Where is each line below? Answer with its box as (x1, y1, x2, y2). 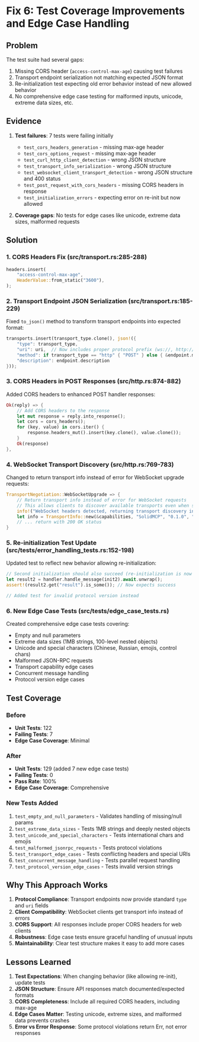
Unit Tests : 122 (14, 724, 52, 731)
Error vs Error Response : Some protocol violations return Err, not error (14, 1023, 188, 1030)
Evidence (6, 116, 41, 126)
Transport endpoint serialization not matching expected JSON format (14, 74, 184, 81)
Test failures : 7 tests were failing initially (14, 132, 114, 139)
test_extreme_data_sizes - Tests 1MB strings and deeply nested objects (14, 825, 191, 832)
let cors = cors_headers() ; (17, 419, 86, 425)
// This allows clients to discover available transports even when (17, 502, 190, 508)
